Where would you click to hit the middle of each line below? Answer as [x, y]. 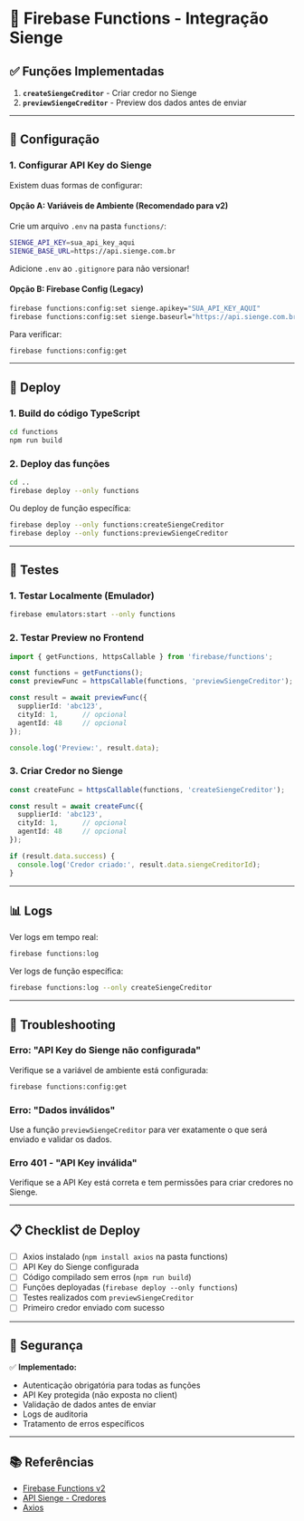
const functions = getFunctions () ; [76, 673]
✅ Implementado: [43, 1367]
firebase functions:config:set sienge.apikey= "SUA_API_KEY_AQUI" [135, 308]
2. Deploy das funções [60, 463]
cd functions [34, 432]
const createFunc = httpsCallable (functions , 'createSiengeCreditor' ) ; [147, 790]
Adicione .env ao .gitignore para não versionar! [100, 268]
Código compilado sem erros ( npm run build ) [107, 1277]
